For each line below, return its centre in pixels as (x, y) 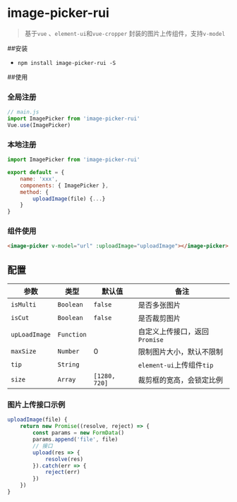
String (68, 365)
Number (68, 351)
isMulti (24, 305)
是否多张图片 (159, 305)
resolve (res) (64, 459)
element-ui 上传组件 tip (176, 365)
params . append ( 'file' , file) (75, 440)
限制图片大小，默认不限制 (181, 352)
